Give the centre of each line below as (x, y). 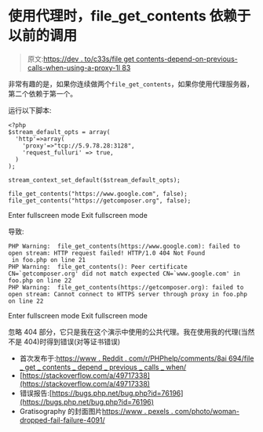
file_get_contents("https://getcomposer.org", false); (100, 201)
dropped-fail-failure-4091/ (62, 419)
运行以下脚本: (30, 110)
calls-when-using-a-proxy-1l (73, 67)
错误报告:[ (36, 393)
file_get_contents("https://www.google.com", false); (98, 194)
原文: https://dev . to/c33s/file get (81, 59)
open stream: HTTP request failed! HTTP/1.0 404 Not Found (107, 253)
